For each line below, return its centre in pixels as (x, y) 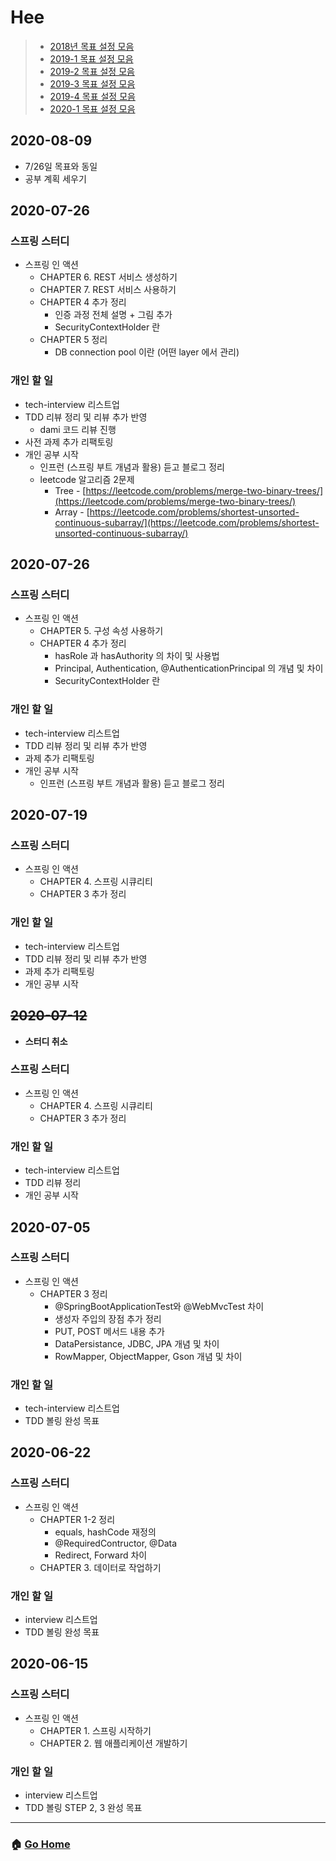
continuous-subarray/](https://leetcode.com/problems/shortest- (187, 522)
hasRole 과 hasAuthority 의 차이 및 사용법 (137, 656)
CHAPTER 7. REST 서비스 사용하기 (108, 290)
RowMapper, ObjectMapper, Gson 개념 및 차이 (148, 1356)
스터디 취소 (46, 1041)
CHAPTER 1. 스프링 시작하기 (95, 1730)
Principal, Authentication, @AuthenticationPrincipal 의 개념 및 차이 (189, 668)
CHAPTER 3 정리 (73, 1293)
